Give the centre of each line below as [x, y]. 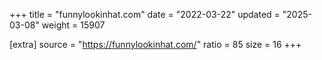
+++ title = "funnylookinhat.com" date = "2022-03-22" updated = [145, 14]
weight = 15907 [73, 25]
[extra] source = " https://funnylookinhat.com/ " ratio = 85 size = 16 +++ [155, 44]
